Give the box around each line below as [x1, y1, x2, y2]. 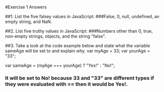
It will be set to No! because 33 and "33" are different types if [5, 74, 154, 81]
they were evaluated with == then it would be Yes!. [5, 80, 128, 87]
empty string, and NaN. [5, 19, 52, 24]
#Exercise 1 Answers [5, 4, 47, 10]
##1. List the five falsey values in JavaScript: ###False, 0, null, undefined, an [5, 14, 160, 19]
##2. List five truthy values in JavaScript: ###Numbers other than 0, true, [5, 28, 153, 34]
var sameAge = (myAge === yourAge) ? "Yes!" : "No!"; [5, 63, 115, 68]
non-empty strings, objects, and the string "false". [5, 34, 106, 39]
